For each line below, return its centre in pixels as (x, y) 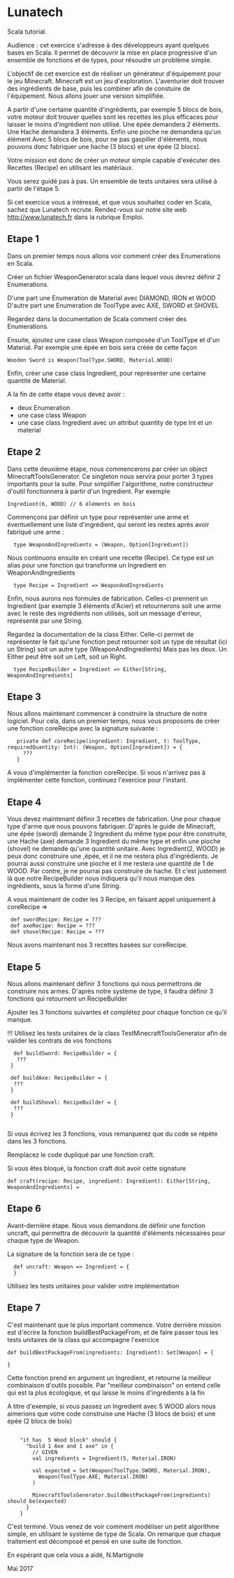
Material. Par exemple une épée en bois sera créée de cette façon (102, 347)
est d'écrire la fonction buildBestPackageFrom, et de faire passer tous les (113, 1332)
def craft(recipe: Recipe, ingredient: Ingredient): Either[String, (109, 1181)
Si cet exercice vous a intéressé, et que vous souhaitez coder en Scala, (110, 202)
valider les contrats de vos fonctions (59, 1041)
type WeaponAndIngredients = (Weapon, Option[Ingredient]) (101, 544)
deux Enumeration (44, 407)
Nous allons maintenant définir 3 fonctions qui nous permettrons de (104, 984)
